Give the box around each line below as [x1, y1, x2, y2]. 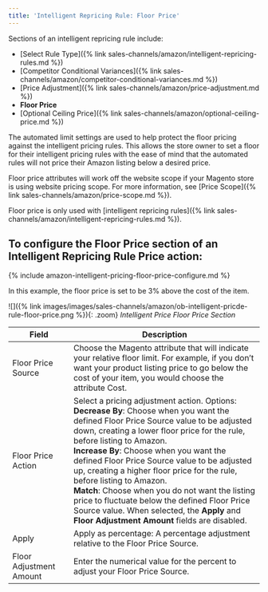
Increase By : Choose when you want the [73, 445, 227, 456]
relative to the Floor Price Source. [73, 538, 199, 549]
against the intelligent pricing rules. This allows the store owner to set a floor [8, 140, 260, 150]
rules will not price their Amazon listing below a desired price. [8, 157, 211, 168]
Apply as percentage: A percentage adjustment [73, 528, 250, 539]
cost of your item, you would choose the [73, 373, 224, 384]
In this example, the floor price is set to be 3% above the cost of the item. [8, 286, 250, 296]
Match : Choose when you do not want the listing [73, 485, 255, 496]
